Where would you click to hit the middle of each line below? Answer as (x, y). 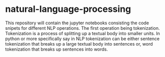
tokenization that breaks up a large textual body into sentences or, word (79, 44)
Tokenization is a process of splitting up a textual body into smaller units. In (82, 33)
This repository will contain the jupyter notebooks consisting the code (77, 23)
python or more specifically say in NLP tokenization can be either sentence (82, 39)
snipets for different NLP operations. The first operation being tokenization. (82, 28)
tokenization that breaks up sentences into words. (57, 49)
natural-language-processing (68, 9)
